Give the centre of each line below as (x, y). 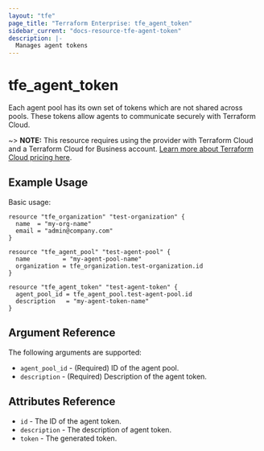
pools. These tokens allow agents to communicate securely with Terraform (132, 117)
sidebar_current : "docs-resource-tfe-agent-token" (95, 31)
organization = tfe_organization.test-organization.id (109, 266)
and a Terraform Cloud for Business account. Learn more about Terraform (131, 149)
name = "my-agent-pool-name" (79, 259)
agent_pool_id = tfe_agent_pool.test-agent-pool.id (104, 294)
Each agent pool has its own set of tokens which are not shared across (126, 108)
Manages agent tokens (52, 46)
